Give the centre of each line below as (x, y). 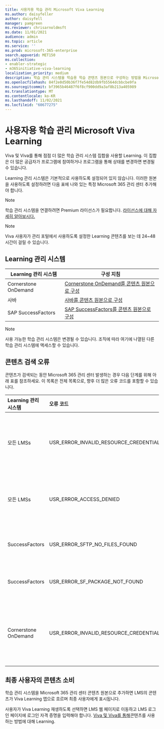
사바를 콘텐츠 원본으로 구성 (94, 300)
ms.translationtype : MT (29, 91)
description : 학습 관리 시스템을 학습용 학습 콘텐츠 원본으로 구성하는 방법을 (73, 78)
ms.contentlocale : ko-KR (30, 96)
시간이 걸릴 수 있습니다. (27, 242)
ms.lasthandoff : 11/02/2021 (34, 101)
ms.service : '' (20, 46)
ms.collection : (20, 60)
